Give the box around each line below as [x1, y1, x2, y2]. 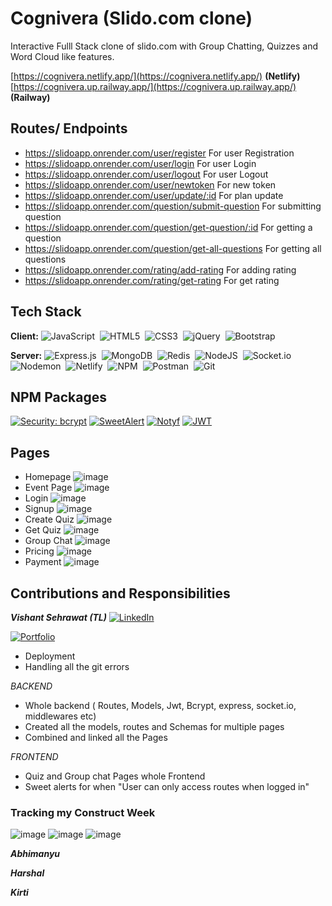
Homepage [24, 471, 72, 483]
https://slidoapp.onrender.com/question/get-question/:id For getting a [24, 221, 313, 233]
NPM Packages [10, 388, 107, 406]
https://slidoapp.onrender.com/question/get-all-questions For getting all [24, 242, 322, 254]
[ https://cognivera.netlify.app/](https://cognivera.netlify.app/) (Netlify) [10, 70, 301, 82]
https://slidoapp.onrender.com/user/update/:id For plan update [24, 189, 284, 201]
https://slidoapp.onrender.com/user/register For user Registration [24, 147, 295, 159]
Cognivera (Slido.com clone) [10, 7, 253, 30]
